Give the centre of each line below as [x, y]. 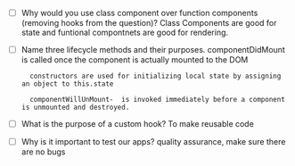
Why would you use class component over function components [139, 13]
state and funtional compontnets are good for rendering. [125, 33]
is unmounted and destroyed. [75, 108]
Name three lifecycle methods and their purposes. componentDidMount [153, 50]
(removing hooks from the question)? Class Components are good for [149, 23]
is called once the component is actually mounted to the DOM [135, 60]
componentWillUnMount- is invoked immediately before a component [158, 100]
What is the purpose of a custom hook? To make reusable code [138, 124]
